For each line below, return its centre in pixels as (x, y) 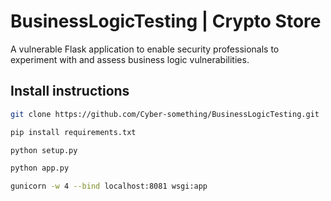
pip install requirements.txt (73, 132)
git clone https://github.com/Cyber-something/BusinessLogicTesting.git (165, 114)
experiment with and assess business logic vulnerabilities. (130, 59)
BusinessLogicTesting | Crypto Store (166, 21)
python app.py (40, 168)
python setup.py (44, 150)
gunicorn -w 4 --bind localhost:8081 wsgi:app (109, 186)
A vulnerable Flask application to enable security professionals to (145, 49)
